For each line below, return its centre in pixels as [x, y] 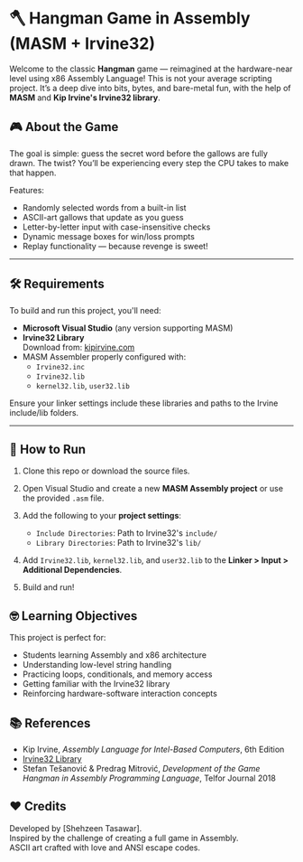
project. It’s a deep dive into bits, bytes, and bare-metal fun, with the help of [150, 88]
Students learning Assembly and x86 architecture [115, 655]
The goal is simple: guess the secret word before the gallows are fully [139, 153]
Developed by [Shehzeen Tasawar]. [76, 828]
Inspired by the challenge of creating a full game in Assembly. [124, 838]
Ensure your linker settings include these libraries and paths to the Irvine [144, 403]
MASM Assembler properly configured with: [104, 356]
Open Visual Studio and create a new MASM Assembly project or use [153, 489]
